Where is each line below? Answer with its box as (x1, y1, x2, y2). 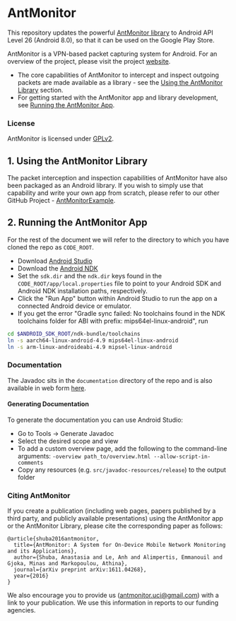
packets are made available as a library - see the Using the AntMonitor (17, 78, 223, 86)
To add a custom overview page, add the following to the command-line (17, 444, 228, 453)
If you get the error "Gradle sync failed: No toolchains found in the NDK (17, 309, 225, 317)
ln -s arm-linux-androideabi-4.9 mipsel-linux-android (7, 343, 172, 350)
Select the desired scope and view (17, 437, 119, 445)
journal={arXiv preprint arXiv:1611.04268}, (13, 567, 147, 574)
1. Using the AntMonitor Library (7, 155, 148, 167)
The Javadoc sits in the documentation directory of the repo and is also (7, 376, 213, 384)
